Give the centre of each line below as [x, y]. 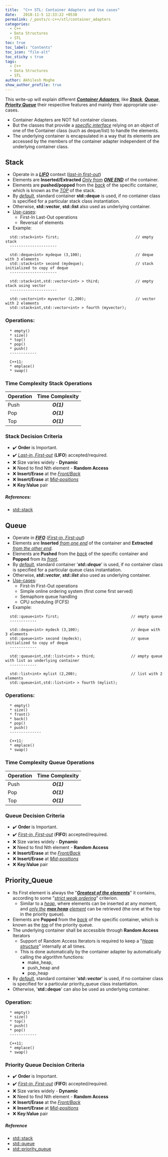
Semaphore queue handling [49, 597]
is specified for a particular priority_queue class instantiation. [75, 984]
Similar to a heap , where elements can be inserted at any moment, [89, 903]
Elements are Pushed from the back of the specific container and [80, 554]
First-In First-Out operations [49, 586]
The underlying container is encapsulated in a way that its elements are [86, 136]
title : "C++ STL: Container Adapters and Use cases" [63, 10]
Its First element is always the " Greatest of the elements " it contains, [84, 892]
